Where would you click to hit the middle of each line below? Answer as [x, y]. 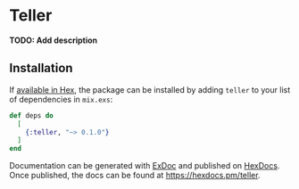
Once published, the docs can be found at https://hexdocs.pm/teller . [135, 176]
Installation [41, 68]
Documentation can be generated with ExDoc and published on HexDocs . [145, 166]
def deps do [31, 115]
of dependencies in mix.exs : [61, 99]
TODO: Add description [54, 40]
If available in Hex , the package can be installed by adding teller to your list [150, 89]
